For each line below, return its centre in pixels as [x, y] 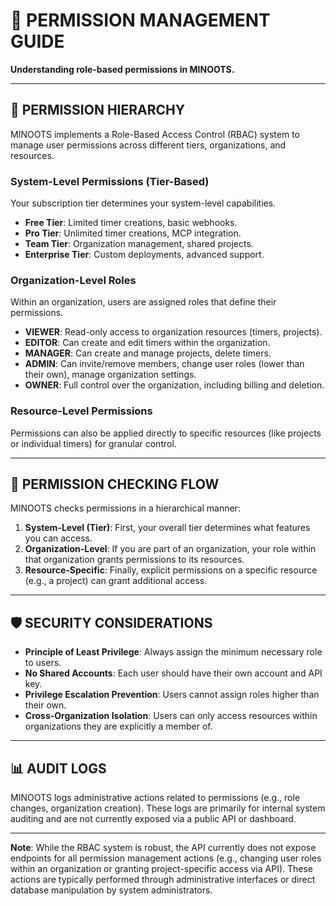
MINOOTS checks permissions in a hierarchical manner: [125, 508]
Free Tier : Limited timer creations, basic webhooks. [131, 223]
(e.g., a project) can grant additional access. [116, 581]
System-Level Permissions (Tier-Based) [110, 181]
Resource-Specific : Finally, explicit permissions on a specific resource [171, 570]
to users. [43, 663]
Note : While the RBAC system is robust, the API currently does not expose [163, 848]
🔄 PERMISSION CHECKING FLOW [115, 484]
